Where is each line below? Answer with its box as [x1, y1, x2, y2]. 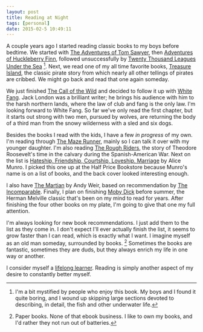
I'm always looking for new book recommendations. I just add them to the [6, 219, 189, 226]
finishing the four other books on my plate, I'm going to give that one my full [6, 201, 195, 208]
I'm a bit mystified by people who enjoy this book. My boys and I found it [14, 288, 196, 295]
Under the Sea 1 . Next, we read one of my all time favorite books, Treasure [6, 62, 192, 70]
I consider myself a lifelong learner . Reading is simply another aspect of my [6, 264, 194, 271]
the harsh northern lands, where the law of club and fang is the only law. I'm [6, 100, 196, 107]
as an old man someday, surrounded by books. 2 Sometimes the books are [6, 238, 192, 247]
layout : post [6, 8, 39, 15]
